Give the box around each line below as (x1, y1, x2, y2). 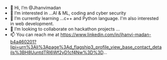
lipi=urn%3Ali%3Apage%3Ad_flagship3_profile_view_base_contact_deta (10, 44, 162, 50)
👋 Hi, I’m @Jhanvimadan (10, 5, 61, 10)
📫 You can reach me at (10, 31, 60, 37)
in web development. (10, 20, 54, 26)
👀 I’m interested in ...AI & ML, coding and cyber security (10, 10, 127, 16)
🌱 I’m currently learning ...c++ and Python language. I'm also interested (10, 15, 159, 21)
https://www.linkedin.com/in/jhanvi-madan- (60, 31, 151, 37)
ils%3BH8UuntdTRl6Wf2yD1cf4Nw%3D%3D (10, 49, 104, 55)
